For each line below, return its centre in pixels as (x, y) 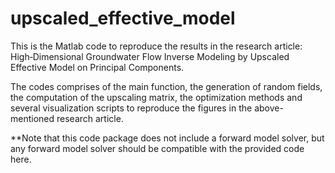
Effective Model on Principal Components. (97, 67)
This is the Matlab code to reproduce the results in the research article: (156, 46)
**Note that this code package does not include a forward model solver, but (167, 138)
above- (269, 108)
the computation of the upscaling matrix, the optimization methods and (156, 97)
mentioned (32, 118)
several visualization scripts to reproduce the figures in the (131, 108)
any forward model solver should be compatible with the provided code (157, 148)
